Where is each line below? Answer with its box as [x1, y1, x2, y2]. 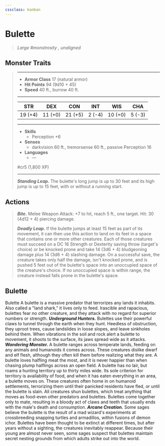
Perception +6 [31, 134, 61, 140]
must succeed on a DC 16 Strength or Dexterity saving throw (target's [17, 241, 158, 247]
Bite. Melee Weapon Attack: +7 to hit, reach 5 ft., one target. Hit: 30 [17, 211, 154, 217]
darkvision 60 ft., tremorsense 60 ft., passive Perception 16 [31, 144, 152, 150]
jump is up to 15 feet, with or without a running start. [17, 184, 123, 190]
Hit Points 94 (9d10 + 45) [24, 82, 77, 87]
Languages [24, 149, 48, 155]
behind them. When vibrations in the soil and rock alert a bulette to [5, 331, 140, 337]
